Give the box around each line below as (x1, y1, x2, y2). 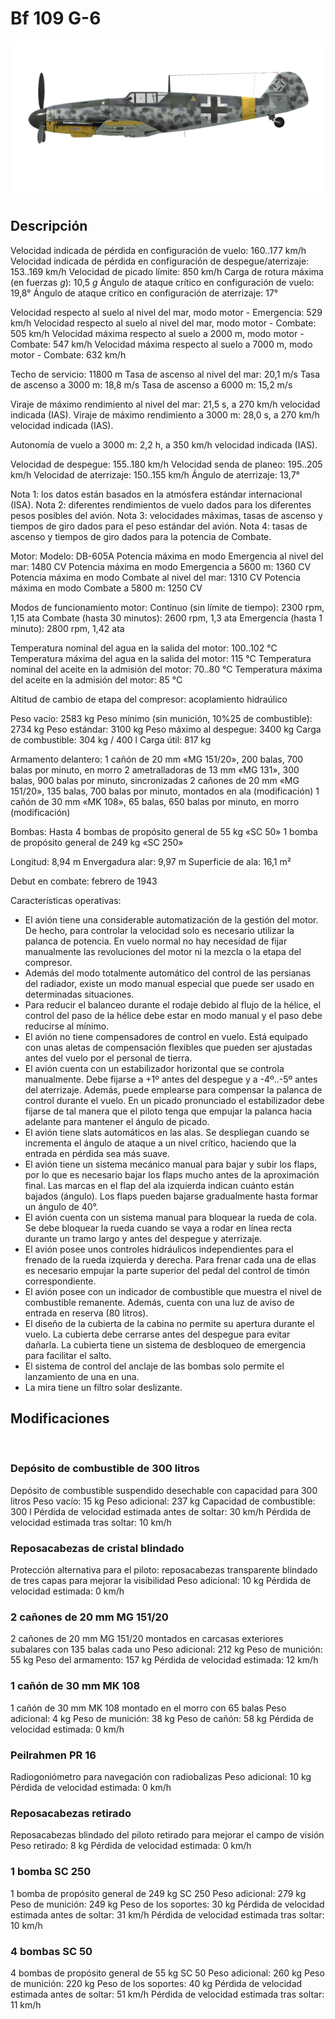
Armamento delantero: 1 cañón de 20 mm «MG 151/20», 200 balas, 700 (10, 753, 304, 765)
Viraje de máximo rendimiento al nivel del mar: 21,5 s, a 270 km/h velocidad (10, 398, 321, 410)
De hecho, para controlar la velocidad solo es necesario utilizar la (24, 924, 295, 936)
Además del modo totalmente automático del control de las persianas (24, 967, 312, 979)
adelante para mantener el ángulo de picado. (24, 1115, 210, 1127)
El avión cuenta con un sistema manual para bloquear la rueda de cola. (24, 1211, 317, 1223)
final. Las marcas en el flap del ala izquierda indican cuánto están (24, 1179, 295, 1191)
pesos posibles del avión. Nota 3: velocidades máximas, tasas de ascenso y (10, 509, 323, 521)
